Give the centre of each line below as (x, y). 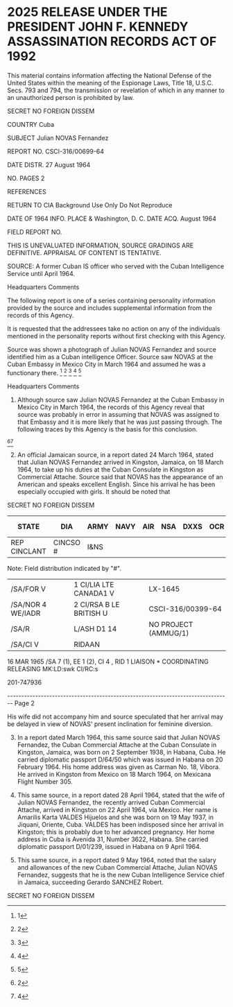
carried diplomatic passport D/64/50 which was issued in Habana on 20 (120, 759)
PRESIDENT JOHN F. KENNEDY (98, 27)
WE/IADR (26, 613)
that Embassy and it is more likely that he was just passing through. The (120, 422)
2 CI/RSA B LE (97, 604)
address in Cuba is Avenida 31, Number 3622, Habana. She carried (113, 839)
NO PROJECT (171, 624)
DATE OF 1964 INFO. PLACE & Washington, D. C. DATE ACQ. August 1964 (112, 218)
